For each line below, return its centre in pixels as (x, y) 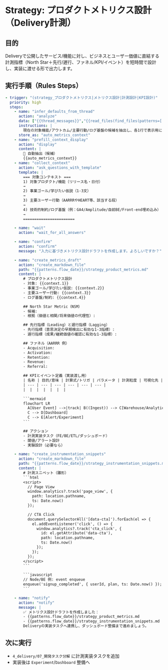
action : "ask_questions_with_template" (60, 168)
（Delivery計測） (40, 23)
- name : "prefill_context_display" (51, 140)
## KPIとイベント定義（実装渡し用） (56, 376)
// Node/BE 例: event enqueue (54, 580)
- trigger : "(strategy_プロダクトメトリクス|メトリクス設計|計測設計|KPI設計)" (81, 98)
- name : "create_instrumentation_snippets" (60, 454)
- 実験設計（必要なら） (44, 445)
